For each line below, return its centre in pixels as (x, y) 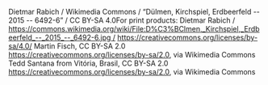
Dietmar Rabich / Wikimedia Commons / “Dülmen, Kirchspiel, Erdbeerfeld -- (134, 12)
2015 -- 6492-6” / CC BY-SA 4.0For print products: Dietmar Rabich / (122, 20)
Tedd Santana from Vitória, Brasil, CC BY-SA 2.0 (88, 63)
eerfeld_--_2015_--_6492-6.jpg (60, 37)
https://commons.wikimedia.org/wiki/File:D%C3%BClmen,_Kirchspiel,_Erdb (134, 29)
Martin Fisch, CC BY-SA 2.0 (80, 46)
